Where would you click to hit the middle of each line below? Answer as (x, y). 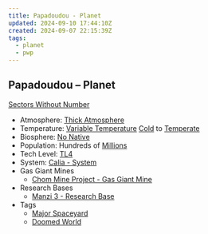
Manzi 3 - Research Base (73, 196)
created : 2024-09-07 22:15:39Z (60, 30)
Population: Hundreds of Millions (73, 145)
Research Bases (46, 188)
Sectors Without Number (49, 104)
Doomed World (57, 221)
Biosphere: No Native (55, 137)
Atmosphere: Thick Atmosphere (72, 120)
